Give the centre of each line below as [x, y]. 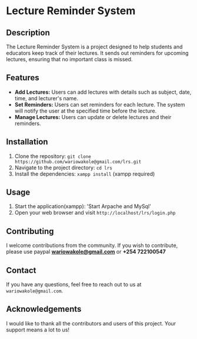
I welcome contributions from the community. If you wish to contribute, [92, 245]
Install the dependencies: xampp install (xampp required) [85, 174]
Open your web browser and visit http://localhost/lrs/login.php [95, 213]
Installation [27, 142]
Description [28, 33]
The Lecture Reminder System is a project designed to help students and [94, 47]
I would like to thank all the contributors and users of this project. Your [91, 323]
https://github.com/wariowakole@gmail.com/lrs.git [78, 162]
